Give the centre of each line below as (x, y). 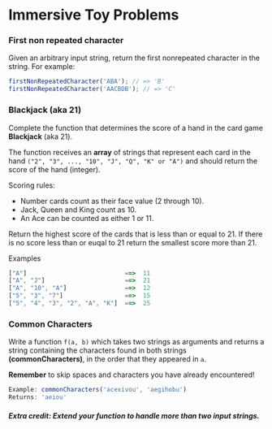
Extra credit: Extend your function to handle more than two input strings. (134, 415)
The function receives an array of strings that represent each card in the (130, 152)
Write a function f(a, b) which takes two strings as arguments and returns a (136, 342)
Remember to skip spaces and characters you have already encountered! (132, 375)
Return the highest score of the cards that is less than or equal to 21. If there (136, 234)
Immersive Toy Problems (94, 15)
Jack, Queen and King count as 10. (78, 210)
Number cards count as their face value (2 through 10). (112, 201)
